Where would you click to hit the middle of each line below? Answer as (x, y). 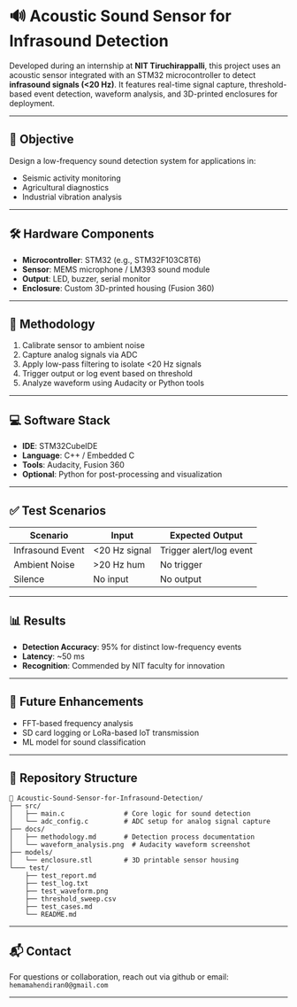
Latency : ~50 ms (53, 656)
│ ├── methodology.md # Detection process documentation (132, 837)
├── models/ (31, 853)
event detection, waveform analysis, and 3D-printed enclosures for (156, 94)
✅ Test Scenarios (57, 511)
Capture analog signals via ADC (80, 355)
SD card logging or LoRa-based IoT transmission (110, 732)
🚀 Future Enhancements (76, 702)
